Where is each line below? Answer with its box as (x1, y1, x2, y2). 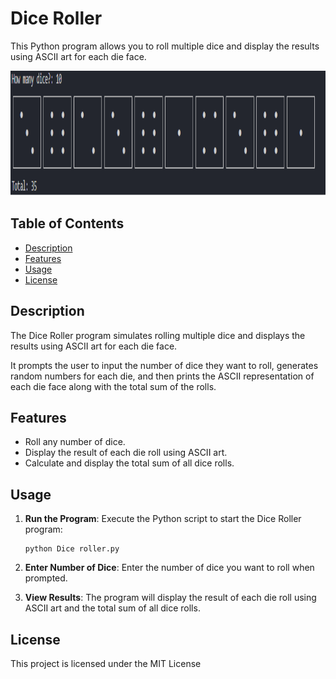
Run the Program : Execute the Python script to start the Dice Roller (24, 513, 302, 525)
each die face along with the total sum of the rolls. (10, 380, 217, 392)
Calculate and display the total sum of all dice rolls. (24, 457, 235, 469)
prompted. (24, 572, 68, 584)
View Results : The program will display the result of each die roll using (24, 592, 317, 604)
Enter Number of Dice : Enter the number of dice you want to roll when (24, 562, 315, 574)
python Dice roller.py (24, 544, 120, 554)
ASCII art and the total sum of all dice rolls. (24, 602, 201, 614)
